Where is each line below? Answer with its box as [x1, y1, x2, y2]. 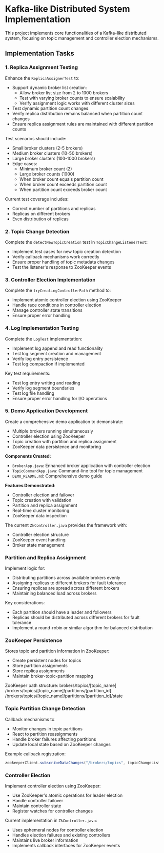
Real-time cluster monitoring [12, 507, 70, 513]
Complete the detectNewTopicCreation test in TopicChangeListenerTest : [5, 239, 148, 245]
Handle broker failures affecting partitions [12, 736, 96, 742]
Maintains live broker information [12, 837, 79, 843]
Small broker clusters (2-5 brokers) [12, 145, 83, 151]
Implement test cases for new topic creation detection [12, 248, 121, 255]
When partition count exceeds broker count [19, 187, 107, 192]
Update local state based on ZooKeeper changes [12, 741, 111, 747]
